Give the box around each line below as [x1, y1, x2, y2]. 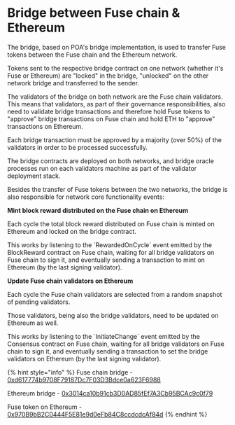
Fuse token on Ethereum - [7, 403, 83, 411]
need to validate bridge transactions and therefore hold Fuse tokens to [7, 107, 211, 116]
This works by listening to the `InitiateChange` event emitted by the [7, 332, 201, 340]
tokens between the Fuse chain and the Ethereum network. [7, 50, 178, 59]
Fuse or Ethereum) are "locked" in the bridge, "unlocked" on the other [7, 71, 209, 80]
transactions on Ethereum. [7, 122, 84, 130]
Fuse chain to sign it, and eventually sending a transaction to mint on [7, 256, 205, 264]
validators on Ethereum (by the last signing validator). [7, 354, 162, 363]
